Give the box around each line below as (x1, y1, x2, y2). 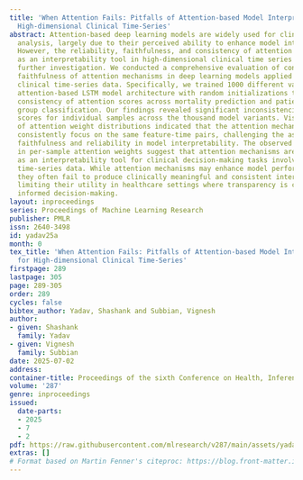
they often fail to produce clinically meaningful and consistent (17, 172, 272, 181)
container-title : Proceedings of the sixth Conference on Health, (9, 373, 264, 383)
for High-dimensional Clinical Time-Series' (17, 256, 188, 266)
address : (9, 365, 42, 374)
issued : (9, 398, 39, 408)
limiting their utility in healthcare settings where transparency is (17, 181, 289, 190)
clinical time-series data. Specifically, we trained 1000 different (17, 80, 284, 89)
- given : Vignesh (9, 340, 75, 349)
